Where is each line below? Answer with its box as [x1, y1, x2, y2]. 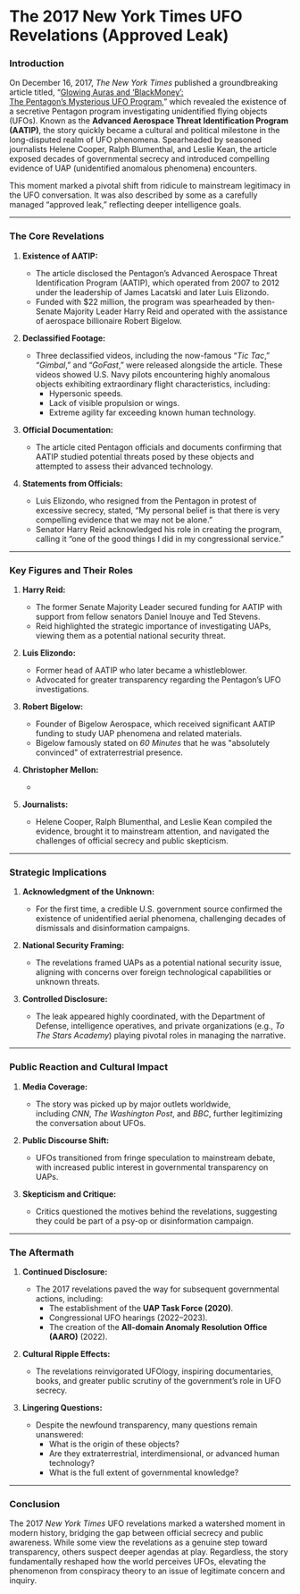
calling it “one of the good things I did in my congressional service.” [35, 533, 284, 544]
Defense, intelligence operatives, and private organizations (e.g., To [35, 1021, 285, 1031]
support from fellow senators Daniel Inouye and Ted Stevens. [35, 611, 261, 623]
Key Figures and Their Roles [9, 564, 134, 576]
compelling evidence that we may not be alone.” [35, 514, 212, 525]
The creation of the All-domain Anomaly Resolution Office [48, 1321, 268, 1332]
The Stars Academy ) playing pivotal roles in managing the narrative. [35, 1030, 287, 1041]
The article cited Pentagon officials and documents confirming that [35, 441, 282, 453]
